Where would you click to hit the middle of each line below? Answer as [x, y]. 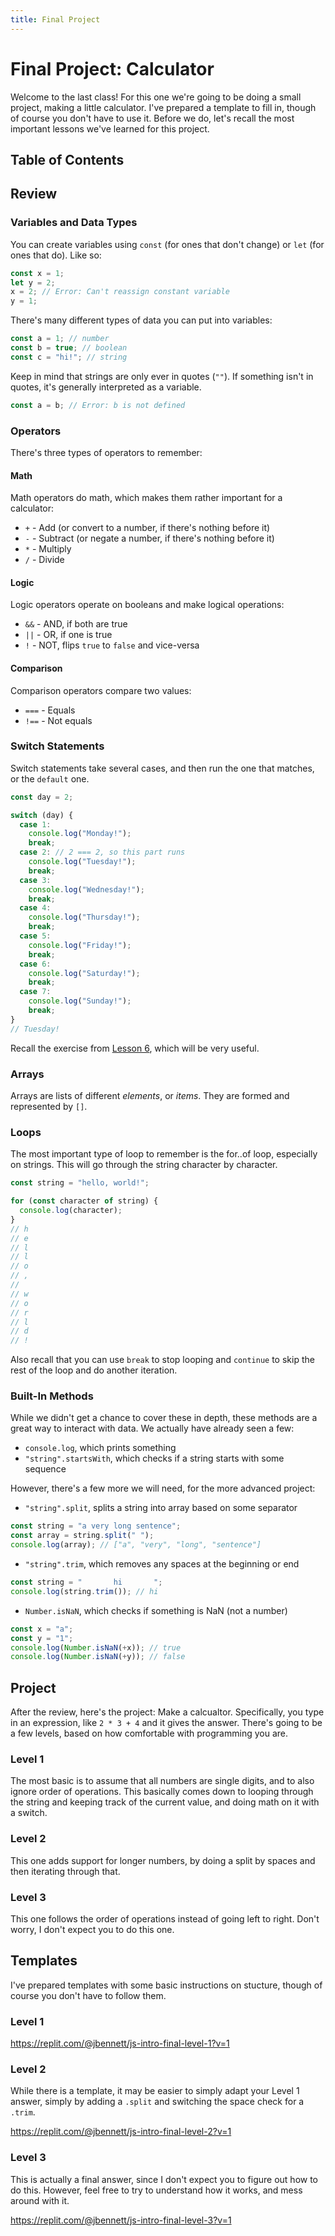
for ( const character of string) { [84, 1201]
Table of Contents [67, 159]
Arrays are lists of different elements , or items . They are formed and [150, 1096]
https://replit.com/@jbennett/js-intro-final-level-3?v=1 [121, 2220]
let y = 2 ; [33, 282]
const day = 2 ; [42, 797]
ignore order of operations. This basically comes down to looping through [162, 1792]
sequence [45, 1469]
